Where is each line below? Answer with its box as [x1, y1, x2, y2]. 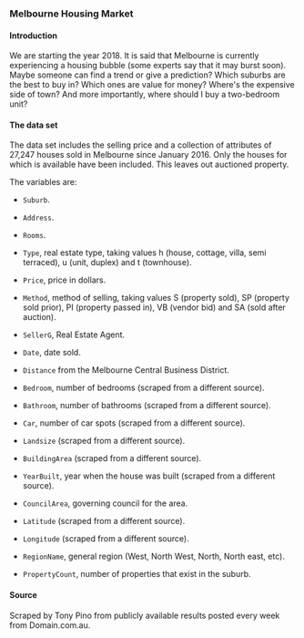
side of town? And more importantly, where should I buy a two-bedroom [9, 89, 280, 100]
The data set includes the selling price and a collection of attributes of [9, 139, 272, 150]
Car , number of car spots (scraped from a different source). [22, 417, 246, 428]
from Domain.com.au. [9, 619, 91, 631]
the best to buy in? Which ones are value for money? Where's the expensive [9, 79, 295, 90]
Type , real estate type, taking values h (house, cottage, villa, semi [22, 247, 267, 258]
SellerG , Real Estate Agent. [22, 329, 126, 340]
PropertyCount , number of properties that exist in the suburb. [22, 569, 251, 580]
